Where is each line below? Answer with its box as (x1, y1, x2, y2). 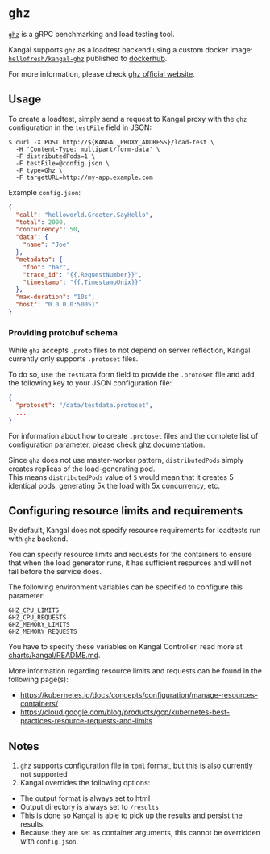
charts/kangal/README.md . (8, 651, 101, 660)
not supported (19, 769, 68, 779)
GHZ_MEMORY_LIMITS (8, 621, 70, 629)
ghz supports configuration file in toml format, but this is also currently (19, 760, 253, 771)
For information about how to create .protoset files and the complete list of (8, 431, 259, 440)
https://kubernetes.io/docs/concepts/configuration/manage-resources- (19, 690, 259, 700)
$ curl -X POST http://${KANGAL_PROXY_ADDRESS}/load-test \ (8, 138, 215, 146)
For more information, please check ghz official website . (8, 69, 195, 78)
